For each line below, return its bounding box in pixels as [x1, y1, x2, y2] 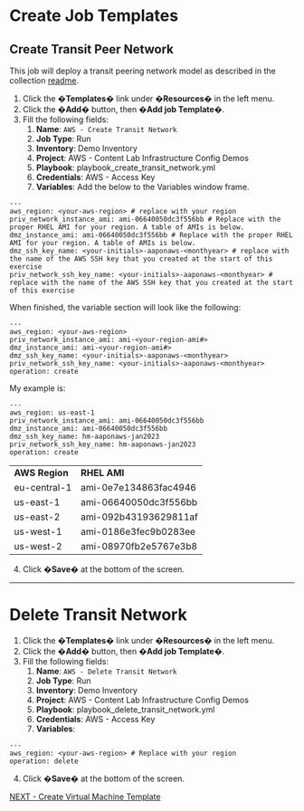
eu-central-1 [14, 482, 72, 493]
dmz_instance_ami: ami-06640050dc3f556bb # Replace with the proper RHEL [9, 231, 294, 240]
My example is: [9, 383, 66, 394]
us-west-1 [14, 526, 62, 538]
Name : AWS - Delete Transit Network [35, 665, 177, 676]
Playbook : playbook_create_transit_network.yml [35, 162, 215, 173]
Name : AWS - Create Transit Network [35, 124, 177, 134]
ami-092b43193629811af [80, 510, 199, 523]
